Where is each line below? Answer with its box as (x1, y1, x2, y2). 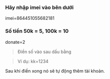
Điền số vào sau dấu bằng (17, 49, 71, 55)
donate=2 (5, 39, 25, 45)
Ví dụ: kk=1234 (17, 58, 49, 64)
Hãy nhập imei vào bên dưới (5, 4, 74, 11)
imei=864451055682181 (5, 15, 55, 21)
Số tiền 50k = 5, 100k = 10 (5, 28, 69, 35)
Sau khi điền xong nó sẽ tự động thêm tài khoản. (5, 68, 105, 74)
